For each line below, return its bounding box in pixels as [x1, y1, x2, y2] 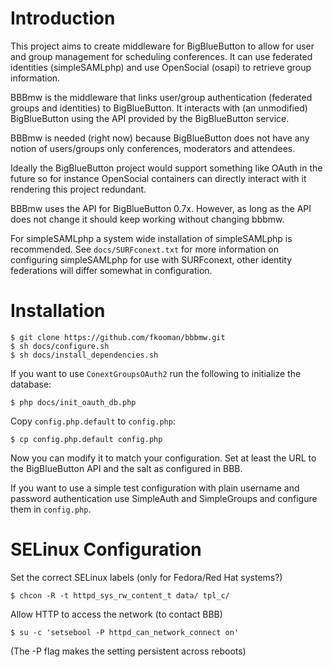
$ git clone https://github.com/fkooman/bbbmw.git [10, 332, 226, 342]
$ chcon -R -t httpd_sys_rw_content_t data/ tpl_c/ [10, 590, 230, 601]
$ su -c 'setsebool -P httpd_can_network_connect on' [10, 627, 240, 637]
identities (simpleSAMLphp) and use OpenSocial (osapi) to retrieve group [10, 61, 312, 73]
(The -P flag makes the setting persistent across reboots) [10, 645, 247, 657]
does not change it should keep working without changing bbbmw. [10, 213, 285, 225]
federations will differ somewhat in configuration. [10, 264, 213, 276]
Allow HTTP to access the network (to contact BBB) [10, 608, 223, 620]
